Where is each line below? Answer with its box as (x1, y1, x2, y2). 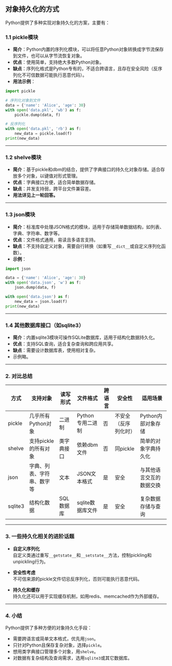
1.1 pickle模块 (5, 33, 38, 41)
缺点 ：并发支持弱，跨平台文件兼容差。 (12, 186, 94, 192)
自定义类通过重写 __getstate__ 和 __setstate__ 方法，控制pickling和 (12, 552, 152, 558)
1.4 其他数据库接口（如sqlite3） (5, 322, 84, 329)
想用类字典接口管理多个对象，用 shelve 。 (12, 648, 99, 654)
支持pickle (29, 437, 54, 445)
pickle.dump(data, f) (14, 112, 60, 117)
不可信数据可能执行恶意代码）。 (21, 72, 87, 78)
